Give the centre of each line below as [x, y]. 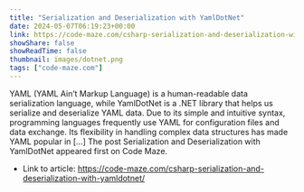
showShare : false [42, 43]
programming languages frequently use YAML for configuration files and [145, 122]
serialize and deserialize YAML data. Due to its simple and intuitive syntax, [147, 113]
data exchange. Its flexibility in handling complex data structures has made [149, 132]
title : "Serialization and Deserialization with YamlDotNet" [127, 18]
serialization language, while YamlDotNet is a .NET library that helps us [141, 103]
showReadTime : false [48, 51]
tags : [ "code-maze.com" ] [56, 69]
